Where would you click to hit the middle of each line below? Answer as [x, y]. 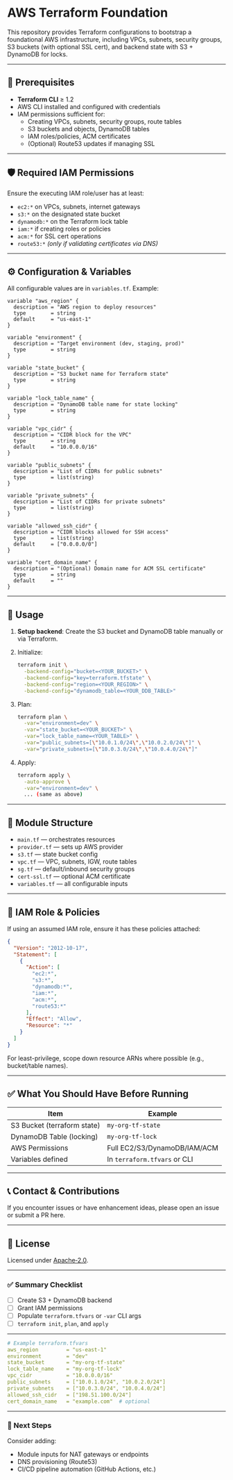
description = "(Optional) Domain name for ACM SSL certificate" [110, 569]
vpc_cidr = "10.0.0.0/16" [60, 1376]
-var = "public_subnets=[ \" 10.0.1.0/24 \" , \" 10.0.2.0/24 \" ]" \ [112, 743]
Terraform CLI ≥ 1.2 [45, 99]
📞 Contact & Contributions [63, 1191]
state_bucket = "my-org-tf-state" [67, 1363]
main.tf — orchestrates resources [66, 839]
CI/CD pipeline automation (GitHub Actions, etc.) [86, 1469]
